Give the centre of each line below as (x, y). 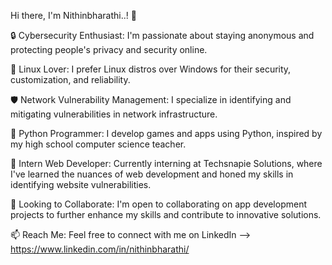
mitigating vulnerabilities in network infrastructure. (114, 114)
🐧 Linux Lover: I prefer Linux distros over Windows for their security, (151, 69)
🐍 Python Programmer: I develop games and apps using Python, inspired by (166, 133)
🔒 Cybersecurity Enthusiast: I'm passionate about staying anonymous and (162, 35)
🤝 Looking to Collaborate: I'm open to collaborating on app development (158, 204)
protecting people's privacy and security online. (109, 49)
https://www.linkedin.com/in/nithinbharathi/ (100, 249)
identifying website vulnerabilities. (81, 184)
